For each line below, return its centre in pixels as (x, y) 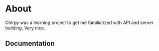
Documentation (30, 44)
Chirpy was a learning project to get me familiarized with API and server (79, 22)
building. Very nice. (25, 27)
